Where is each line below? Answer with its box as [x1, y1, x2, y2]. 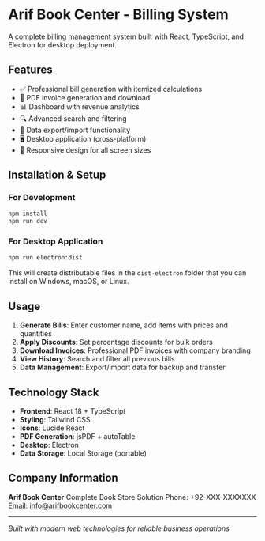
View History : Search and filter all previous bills [19, 354, 175, 364]
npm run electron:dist [8, 254, 83, 262]
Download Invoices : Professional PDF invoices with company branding [19, 346, 251, 355]
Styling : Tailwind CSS [19, 414, 91, 424]
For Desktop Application [8, 236, 103, 247]
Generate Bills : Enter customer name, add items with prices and [19, 320, 229, 330]
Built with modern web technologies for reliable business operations [8, 524, 230, 533]
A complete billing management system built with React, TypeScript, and [8, 32, 244, 41]
